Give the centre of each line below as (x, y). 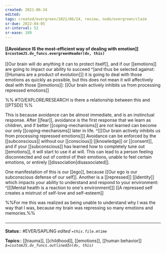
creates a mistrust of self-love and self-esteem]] (54, 193)
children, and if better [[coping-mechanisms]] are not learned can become (81, 126)
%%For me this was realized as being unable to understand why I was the (80, 203)
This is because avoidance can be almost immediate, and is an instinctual (80, 115)
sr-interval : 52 (22, 28)
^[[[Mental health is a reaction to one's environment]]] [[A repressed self (79, 188)
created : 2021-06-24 (26, 10)
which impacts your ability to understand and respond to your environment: (82, 183)
